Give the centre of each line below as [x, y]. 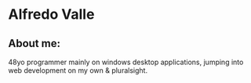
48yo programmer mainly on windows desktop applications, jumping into [126, 62]
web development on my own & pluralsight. [78, 70]
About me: [35, 43]
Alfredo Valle [51, 14]
